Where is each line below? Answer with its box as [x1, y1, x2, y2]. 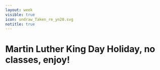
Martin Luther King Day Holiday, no [5, 44, 155, 55]
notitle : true [5, 21, 35, 27]
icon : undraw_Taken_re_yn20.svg [5, 17, 73, 22]
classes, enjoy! [5, 54, 70, 66]
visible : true [5, 12, 35, 17]
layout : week [5, 7, 33, 13]
